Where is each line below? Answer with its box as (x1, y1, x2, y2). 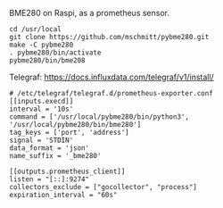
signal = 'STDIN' (9, 136, 74, 145)
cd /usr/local (9, 25, 62, 34)
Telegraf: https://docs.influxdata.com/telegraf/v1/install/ (9, 71, 214, 82)
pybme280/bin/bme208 (9, 56, 87, 65)
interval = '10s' (9, 104, 74, 113)
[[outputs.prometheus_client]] (9, 167, 126, 176)
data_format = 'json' (9, 144, 90, 153)
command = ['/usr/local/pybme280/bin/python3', (9, 112, 190, 121)
